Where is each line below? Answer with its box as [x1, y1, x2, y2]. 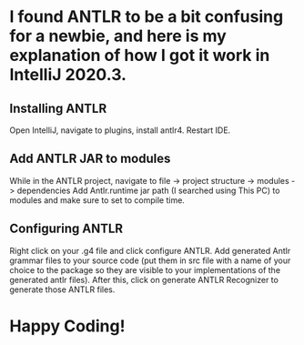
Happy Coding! [9, 316, 126, 336]
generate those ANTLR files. [9, 284, 116, 295]
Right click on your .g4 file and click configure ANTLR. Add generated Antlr [9, 245, 291, 256]
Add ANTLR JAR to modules [9, 151, 171, 167]
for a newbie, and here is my [9, 25, 228, 46]
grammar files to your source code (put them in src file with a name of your [9, 255, 291, 266]
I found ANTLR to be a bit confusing [9, 6, 284, 27]
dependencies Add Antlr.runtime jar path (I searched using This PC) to [16, 185, 280, 196]
